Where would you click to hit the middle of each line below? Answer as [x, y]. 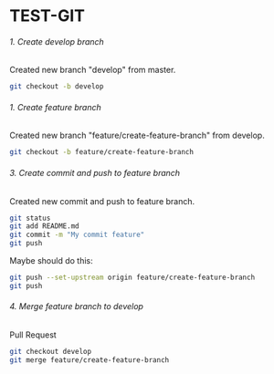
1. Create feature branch [56, 107]
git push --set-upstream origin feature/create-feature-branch [132, 278]
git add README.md [44, 226]
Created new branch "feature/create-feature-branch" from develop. [137, 135]
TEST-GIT [47, 16]
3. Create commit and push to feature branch [95, 172]
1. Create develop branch [57, 41]
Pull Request [33, 335]
